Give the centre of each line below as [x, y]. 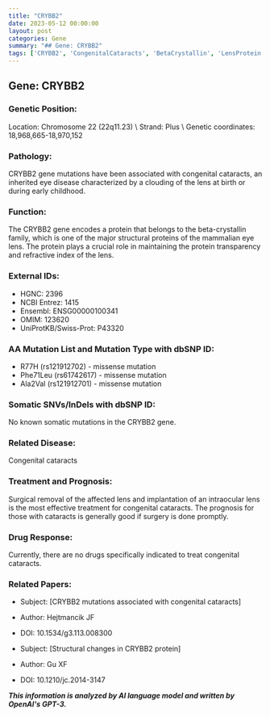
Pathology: [30, 156]
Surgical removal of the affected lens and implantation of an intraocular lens [134, 499]
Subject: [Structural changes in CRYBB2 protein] [100, 649]
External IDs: [34, 276]
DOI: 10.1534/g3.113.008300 [66, 633]
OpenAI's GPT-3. [37, 704]
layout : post [30, 31]
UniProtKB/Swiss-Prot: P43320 [72, 328]
